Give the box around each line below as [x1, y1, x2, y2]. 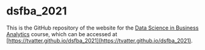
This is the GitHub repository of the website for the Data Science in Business [6, 24, 199, 31]
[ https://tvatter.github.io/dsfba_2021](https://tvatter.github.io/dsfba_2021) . [6, 37, 193, 44]
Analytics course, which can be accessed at [6, 30, 118, 37]
